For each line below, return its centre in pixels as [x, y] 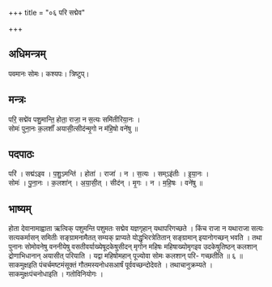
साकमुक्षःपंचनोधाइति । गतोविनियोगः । [56, 274]
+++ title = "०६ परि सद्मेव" [47, 13]
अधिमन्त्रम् [27, 54]
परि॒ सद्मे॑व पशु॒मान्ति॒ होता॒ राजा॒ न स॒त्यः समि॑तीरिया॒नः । [74, 119]
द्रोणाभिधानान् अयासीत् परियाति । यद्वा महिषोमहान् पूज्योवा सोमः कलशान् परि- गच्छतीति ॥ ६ [122, 256]
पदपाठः [21, 154]
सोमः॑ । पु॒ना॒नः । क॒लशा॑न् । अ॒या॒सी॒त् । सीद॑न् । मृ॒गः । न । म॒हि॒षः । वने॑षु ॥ [106, 183]
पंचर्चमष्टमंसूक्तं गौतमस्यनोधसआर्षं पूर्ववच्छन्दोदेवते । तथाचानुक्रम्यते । [126, 265]
